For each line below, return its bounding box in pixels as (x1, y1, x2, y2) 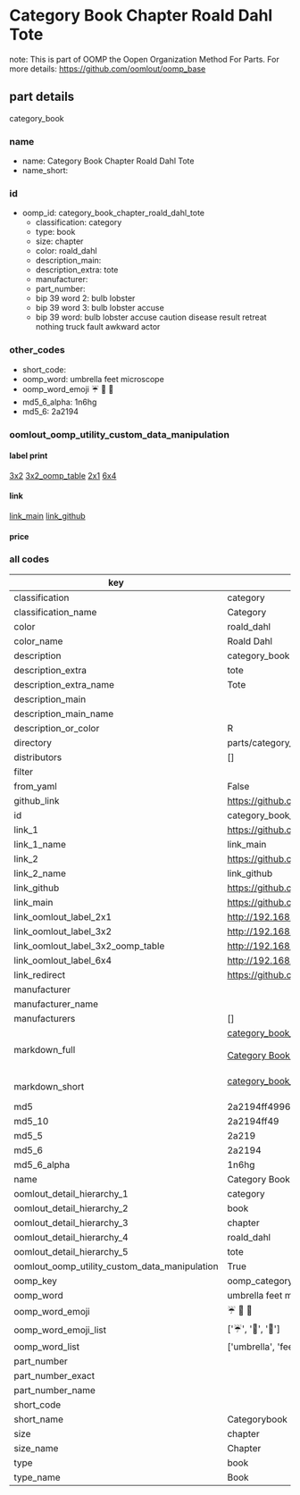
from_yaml (13, 780, 58, 792)
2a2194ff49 (227, 1115, 279, 1127)
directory (13, 736, 52, 748)
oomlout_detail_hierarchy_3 (13, 1216, 129, 1229)
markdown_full (13, 1043, 76, 1056)
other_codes (9, 344, 65, 356)
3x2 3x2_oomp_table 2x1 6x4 (9, 470, 117, 480)
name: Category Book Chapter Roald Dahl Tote (21, 155, 195, 166)
